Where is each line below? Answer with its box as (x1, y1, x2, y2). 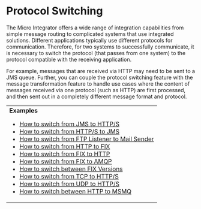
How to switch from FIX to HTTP (19, 150, 110, 158)
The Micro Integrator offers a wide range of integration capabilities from (6, 24, 184, 31)
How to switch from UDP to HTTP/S (19, 180, 120, 188)
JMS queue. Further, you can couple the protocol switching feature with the (6, 74, 193, 81)
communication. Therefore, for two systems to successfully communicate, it (6, 43, 194, 50)
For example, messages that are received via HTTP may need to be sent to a (6, 67, 196, 74)
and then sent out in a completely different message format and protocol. (6, 93, 187, 100)
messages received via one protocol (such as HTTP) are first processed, (6, 86, 186, 93)
